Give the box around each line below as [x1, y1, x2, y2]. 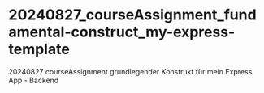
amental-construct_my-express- [8, 23, 236, 41]
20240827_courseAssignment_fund [8, 6, 258, 24]
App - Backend [8, 75, 59, 85]
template [8, 40, 71, 58]
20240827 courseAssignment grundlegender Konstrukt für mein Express [8, 66, 253, 76]
